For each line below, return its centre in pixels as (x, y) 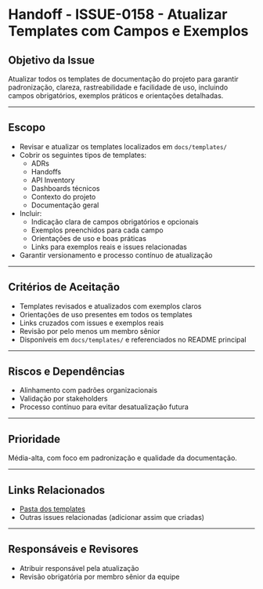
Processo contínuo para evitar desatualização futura (104, 407)
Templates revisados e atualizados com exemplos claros (110, 306)
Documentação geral (65, 205)
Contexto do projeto (63, 196)
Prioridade (34, 439)
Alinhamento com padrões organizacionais (88, 390)
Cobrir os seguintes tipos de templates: (83, 155)
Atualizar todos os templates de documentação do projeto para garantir (123, 79)
